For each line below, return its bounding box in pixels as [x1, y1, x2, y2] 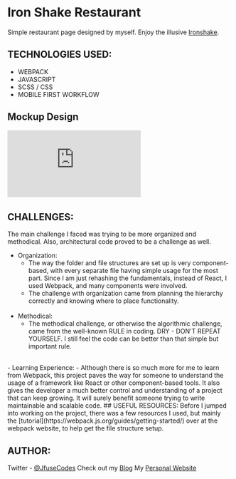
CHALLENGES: [7, 211, 74, 223]
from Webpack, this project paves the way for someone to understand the [7, 371, 224, 380]
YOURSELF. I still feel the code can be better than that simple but [28, 334, 219, 343]
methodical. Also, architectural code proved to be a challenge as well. [7, 237, 212, 246]
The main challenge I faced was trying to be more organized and [7, 230, 197, 239]
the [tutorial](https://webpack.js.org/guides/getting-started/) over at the [7, 416, 218, 425]
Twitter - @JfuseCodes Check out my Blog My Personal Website [7, 464, 197, 473]
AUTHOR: [7, 445, 51, 457]
